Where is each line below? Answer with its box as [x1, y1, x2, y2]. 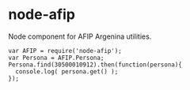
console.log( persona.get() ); [15, 67, 119, 76]
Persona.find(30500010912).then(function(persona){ [8, 61, 182, 69]
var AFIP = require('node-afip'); [8, 47, 123, 54]
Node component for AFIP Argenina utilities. [8, 32, 152, 41]
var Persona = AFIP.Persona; [8, 54, 104, 62]
